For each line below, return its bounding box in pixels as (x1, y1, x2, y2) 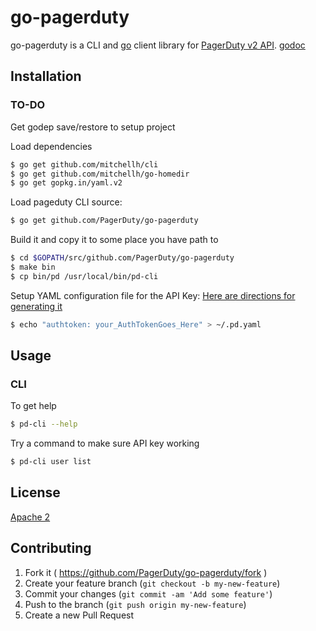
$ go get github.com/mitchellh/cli (10, 159, 159, 170)
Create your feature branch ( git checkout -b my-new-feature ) (24, 577, 281, 589)
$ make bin (10, 262, 56, 272)
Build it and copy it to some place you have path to (10, 234, 219, 246)
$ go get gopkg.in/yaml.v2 (10, 178, 123, 188)
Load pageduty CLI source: (10, 196, 123, 208)
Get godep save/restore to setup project (10, 121, 176, 133)
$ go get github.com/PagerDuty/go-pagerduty (10, 216, 199, 226)
